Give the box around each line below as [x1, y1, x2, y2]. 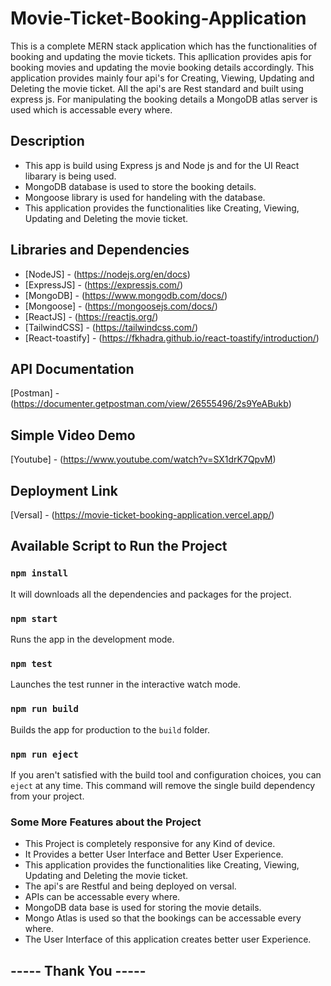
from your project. [10, 790, 85, 802]
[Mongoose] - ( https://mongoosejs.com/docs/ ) [24, 300, 218, 312]
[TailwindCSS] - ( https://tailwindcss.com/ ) [24, 321, 199, 333]
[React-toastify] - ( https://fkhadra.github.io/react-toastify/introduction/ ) [24, 332, 320, 344]
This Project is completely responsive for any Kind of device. [24, 838, 276, 850]
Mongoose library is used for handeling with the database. [24, 191, 266, 203]
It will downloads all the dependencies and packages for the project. [10, 588, 292, 600]
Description [10, 133, 85, 150]
